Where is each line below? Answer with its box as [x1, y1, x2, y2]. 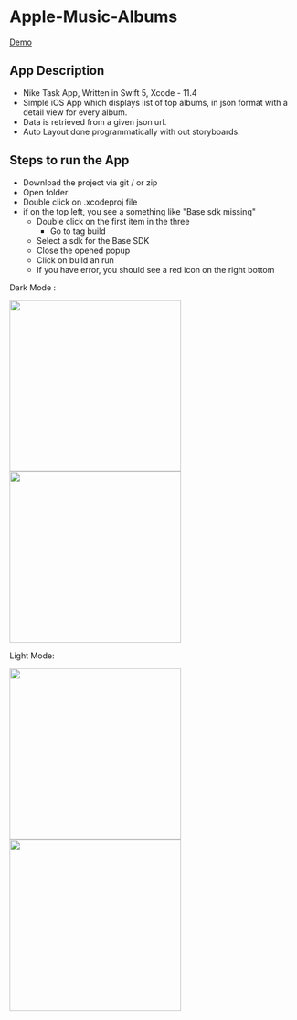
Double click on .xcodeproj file [22, 196, 138, 207]
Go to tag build [49, 226, 107, 237]
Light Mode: [9, 650, 55, 661]
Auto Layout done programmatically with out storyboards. [22, 126, 240, 137]
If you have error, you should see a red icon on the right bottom [36, 264, 275, 275]
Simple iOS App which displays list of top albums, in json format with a [22, 97, 288, 108]
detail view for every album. [22, 107, 128, 118]
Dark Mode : [9, 281, 57, 293]
